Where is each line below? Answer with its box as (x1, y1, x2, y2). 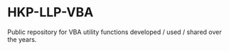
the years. (7, 35, 37, 43)
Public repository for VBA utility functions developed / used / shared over (7, 28, 222, 36)
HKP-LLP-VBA (7, 4, 94, 21)
